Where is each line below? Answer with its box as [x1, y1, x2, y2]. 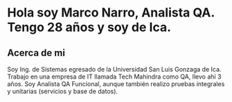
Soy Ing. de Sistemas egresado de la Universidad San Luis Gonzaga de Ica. [7, 65, 222, 73]
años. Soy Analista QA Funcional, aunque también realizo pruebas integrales [7, 80, 225, 88]
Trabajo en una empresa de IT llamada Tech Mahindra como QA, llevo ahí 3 [7, 72, 222, 81]
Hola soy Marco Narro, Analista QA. [7, 5, 215, 21]
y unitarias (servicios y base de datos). [7, 88, 118, 95]
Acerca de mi [7, 47, 66, 59]
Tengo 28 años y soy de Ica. [7, 19, 172, 35]
